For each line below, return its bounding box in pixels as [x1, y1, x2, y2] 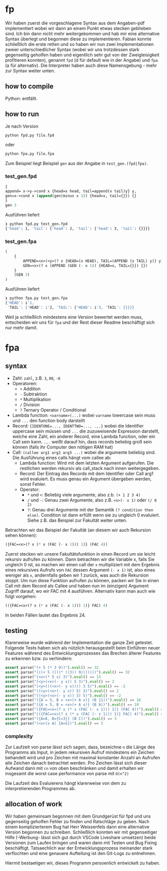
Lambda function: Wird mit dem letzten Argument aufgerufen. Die [19, 460, 154, 466]
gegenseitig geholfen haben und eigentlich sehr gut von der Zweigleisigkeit [5, 51, 160, 58]
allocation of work [5, 800, 63, 809]
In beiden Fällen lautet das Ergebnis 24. [5, 612, 86, 618]
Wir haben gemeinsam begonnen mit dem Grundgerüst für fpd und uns [5, 813, 151, 819]
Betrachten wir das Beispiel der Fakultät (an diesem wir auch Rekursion [5, 527, 151, 533]
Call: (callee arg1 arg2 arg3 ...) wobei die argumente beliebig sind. [12, 449, 156, 455]
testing [5, 626, 28, 635]
